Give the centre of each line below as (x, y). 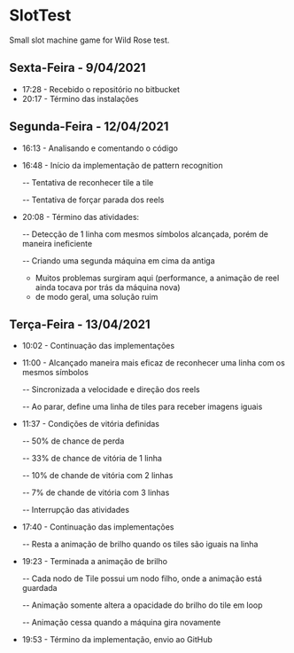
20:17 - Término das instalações (80, 98)
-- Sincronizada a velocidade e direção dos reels (111, 389)
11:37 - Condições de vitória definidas (90, 424)
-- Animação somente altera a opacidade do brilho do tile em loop (142, 605)
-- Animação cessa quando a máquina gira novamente (121, 623)
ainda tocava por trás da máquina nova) (108, 287)
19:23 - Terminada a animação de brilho (95, 562)
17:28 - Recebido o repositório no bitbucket (101, 89)
